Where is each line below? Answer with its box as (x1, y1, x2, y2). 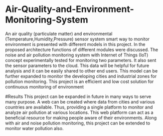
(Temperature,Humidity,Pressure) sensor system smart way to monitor (5, 36, 150, 42)
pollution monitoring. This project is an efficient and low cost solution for (5, 78, 154, 84)
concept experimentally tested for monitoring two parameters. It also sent (5, 57, 157, 63)
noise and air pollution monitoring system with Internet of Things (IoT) (5, 51, 149, 58)
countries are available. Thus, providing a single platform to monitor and (5, 104, 153, 110)
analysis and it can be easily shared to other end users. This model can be (5, 67, 158, 73)
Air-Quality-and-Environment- (5, 3, 135, 15)
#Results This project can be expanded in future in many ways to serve (5, 93, 151, 99)
